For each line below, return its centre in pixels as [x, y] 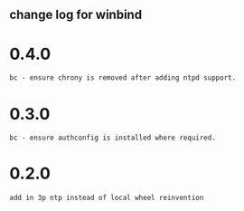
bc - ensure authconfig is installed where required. [113, 138]
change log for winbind [76, 15]
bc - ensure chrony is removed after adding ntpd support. [123, 78]
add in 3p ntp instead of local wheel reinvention [107, 198]
